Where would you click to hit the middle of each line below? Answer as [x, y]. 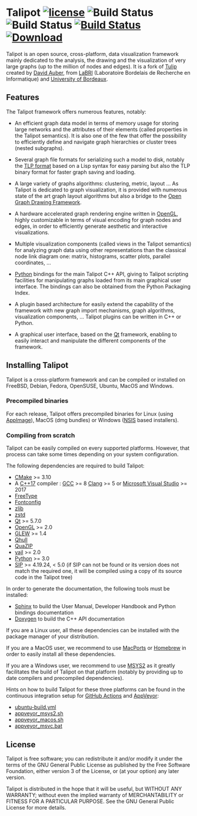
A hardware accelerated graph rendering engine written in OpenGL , [96, 213]
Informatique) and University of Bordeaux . [57, 79]
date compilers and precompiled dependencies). [65, 678]
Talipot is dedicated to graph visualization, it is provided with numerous [101, 190]
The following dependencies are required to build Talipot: [76, 466]
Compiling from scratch [41, 435]
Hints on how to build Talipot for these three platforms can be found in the [96, 689]
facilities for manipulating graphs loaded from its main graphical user [98, 280]
